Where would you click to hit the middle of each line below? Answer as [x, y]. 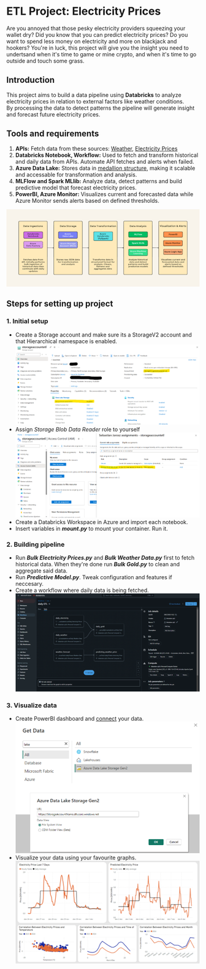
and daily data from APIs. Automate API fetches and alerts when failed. [105, 161]
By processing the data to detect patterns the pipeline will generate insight [101, 108]
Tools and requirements [53, 134]
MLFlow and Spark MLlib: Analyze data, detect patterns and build [99, 181]
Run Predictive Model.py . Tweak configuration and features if [94, 577]
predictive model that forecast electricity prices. [76, 188]
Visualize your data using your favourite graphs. [76, 857]
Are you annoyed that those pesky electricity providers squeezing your [96, 28]
